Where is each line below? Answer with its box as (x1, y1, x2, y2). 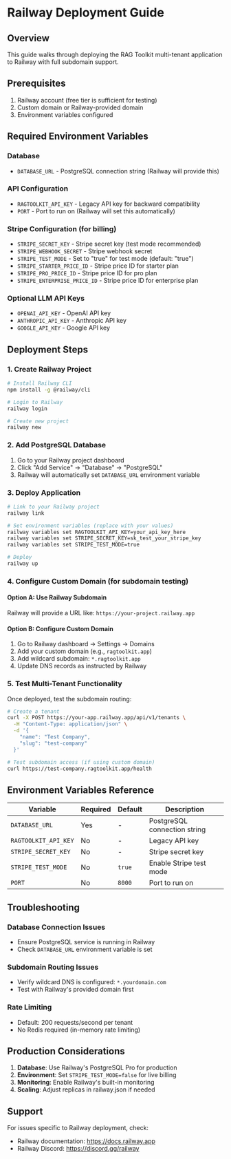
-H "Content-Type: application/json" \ (13, 721, 128, 727)
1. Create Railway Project (7, 364, 91, 374)
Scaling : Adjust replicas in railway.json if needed (16, 1085, 155, 1094)
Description (164, 805, 205, 814)
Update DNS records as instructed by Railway (16, 662, 147, 670)
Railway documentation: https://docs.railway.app (16, 1137, 156, 1145)
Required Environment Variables (7, 131, 149, 142)
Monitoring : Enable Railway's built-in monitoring (16, 1078, 155, 1087)
